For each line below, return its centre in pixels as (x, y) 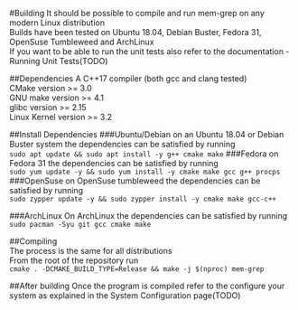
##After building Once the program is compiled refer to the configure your (147, 286)
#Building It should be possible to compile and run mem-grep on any (137, 13)
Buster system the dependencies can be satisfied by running (122, 144)
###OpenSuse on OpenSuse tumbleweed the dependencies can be (135, 181)
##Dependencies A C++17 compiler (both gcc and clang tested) (128, 79)
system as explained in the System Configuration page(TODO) (125, 296)
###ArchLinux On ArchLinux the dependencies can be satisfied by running (149, 216)
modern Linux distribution (57, 23)
